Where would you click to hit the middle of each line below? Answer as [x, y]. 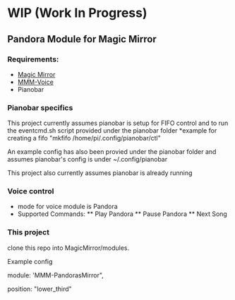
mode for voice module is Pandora [67, 207]
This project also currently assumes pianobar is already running [100, 173]
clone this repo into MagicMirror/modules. [68, 248]
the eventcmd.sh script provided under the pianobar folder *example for [112, 131]
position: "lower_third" [40, 289]
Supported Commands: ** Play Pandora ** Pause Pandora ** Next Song [122, 214]
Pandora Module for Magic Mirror [82, 39]
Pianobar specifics [40, 107]
